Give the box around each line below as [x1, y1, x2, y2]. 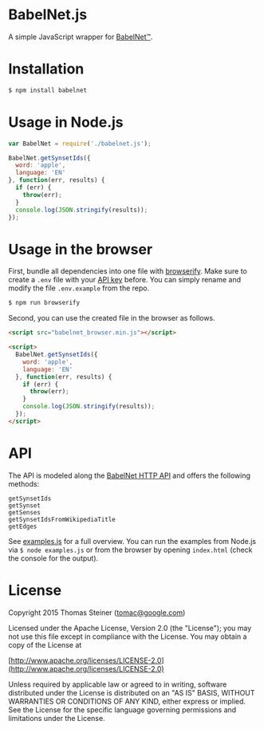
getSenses [8, 508, 41, 516]
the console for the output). [8, 553, 99, 563]
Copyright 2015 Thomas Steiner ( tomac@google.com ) [8, 608, 186, 617]
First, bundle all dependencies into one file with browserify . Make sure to [8, 266, 247, 276]
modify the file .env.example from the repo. [8, 283, 150, 293]
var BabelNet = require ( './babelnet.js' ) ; [8, 140, 152, 148]
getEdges [8, 522, 37, 530]
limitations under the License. [8, 713, 105, 723]
